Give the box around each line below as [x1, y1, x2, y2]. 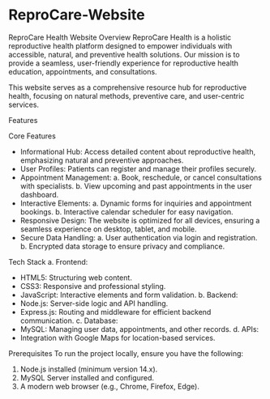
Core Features [8, 131, 57, 141]
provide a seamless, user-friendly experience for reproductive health [8, 58, 239, 68]
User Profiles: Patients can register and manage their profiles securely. [19, 163, 257, 173]
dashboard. [19, 189, 59, 199]
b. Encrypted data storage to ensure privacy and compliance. [19, 241, 225, 251]
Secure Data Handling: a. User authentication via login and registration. [19, 232, 258, 242]
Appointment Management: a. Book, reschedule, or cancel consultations [19, 172, 262, 182]
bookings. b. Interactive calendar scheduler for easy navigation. [19, 206, 234, 216]
